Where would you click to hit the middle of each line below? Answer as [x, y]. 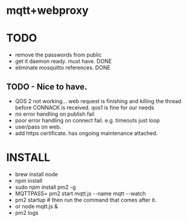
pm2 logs [27, 212]
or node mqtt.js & [36, 206]
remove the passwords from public [58, 55]
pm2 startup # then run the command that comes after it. [86, 200]
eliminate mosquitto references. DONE [62, 68]
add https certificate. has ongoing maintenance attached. [86, 133]
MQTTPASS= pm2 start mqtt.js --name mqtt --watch [80, 193]
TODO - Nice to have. [47, 87]
